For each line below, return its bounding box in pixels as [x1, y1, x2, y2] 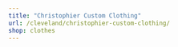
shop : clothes [8, 26, 56, 34]
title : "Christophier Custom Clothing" [8, 11, 142, 20]
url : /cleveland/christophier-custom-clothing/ [8, 19, 171, 27]
